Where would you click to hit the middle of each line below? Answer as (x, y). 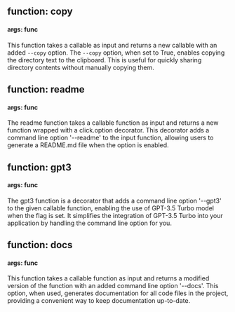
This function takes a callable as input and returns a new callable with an (112, 45)
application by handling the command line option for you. (89, 223)
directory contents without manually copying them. (81, 67)
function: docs (40, 245)
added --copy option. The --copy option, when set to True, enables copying (116, 53)
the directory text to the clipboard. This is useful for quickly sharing (105, 60)
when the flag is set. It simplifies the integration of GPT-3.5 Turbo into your (115, 215)
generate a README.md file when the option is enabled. (88, 145)
